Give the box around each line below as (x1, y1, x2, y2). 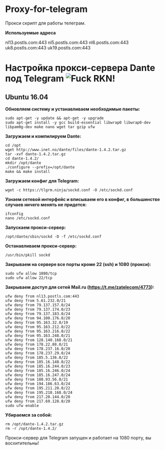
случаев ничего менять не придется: (5, 201, 87, 207)
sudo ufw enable (5, 403, 39, 408)
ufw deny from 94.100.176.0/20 (5, 315, 70, 320)
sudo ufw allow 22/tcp (5, 275, 52, 280)
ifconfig (5, 211, 23, 216)
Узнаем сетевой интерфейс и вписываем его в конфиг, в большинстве (5, 196, 160, 202)
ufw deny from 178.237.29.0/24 (5, 350, 70, 355)
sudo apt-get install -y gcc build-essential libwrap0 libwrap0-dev (5, 120, 151, 125)
